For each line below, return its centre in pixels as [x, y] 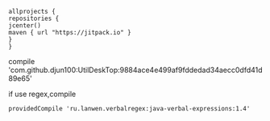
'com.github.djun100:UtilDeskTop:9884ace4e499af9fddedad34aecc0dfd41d [136, 70]
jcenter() [25, 26]
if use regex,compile [42, 94]
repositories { [34, 18]
